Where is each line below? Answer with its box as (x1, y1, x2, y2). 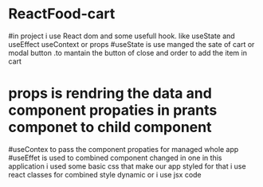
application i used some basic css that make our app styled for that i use (8, 161, 246, 171)
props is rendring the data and (8, 84, 213, 103)
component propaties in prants (8, 101, 218, 119)
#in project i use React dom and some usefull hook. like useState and (8, 31, 235, 41)
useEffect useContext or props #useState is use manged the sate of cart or (8, 39, 255, 49)
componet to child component (8, 119, 212, 136)
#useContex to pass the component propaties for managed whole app (8, 144, 239, 154)
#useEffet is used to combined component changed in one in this (8, 153, 222, 162)
